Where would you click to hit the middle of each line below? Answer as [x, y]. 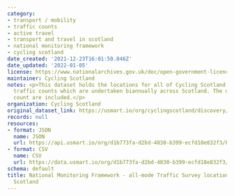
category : [22, 14]
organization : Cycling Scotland [54, 104]
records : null [28, 117]
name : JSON [29, 136]
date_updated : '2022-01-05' [48, 65]
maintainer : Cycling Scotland [51, 78]
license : [20, 72]
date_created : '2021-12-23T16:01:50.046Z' [70, 59]
